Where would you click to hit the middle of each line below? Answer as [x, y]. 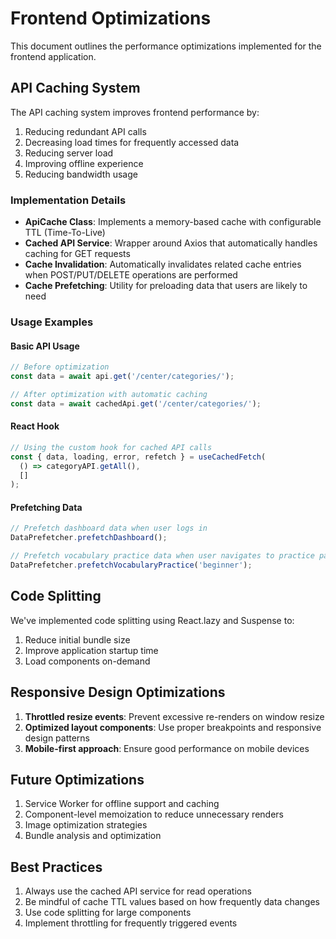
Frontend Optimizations [111, 18]
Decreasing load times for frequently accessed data [132, 142]
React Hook [35, 426]
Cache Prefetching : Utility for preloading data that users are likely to [166, 286]
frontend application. [53, 56]
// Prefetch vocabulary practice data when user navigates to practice [162, 556]
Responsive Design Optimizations [118, 692]
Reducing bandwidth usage [81, 174]
